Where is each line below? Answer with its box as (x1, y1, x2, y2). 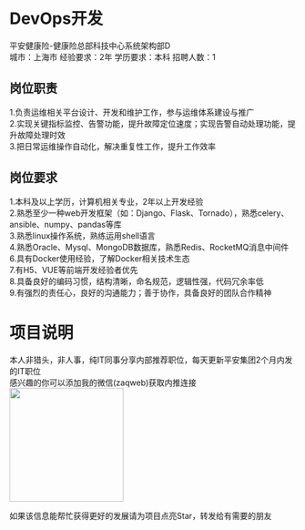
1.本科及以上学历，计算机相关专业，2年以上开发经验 (9, 196, 204, 207)
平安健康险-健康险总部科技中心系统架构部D (9, 40, 171, 51)
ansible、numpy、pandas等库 (9, 219, 122, 229)
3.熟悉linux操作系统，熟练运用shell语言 (9, 229, 156, 241)
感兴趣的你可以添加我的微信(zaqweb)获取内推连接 (9, 377, 198, 388)
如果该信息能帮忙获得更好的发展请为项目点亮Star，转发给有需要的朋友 (9, 510, 272, 521)
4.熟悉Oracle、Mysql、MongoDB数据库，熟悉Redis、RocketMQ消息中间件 (9, 241, 290, 252)
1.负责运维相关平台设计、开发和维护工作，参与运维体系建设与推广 (9, 107, 255, 117)
